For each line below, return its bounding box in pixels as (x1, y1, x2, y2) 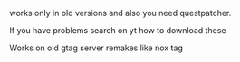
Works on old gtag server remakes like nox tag (9, 42, 183, 53)
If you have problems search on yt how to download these (9, 25, 226, 35)
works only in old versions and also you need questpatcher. (9, 8, 232, 18)
